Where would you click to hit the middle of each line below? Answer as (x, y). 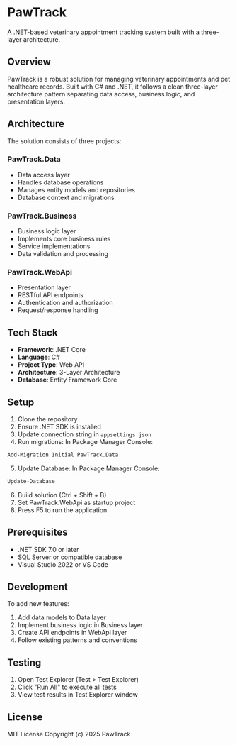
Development (38, 587)
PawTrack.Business (42, 216)
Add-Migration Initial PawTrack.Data (63, 455)
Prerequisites (37, 532)
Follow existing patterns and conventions (77, 640)
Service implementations (54, 246)
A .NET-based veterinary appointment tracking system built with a (104, 32)
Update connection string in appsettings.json (85, 434)
